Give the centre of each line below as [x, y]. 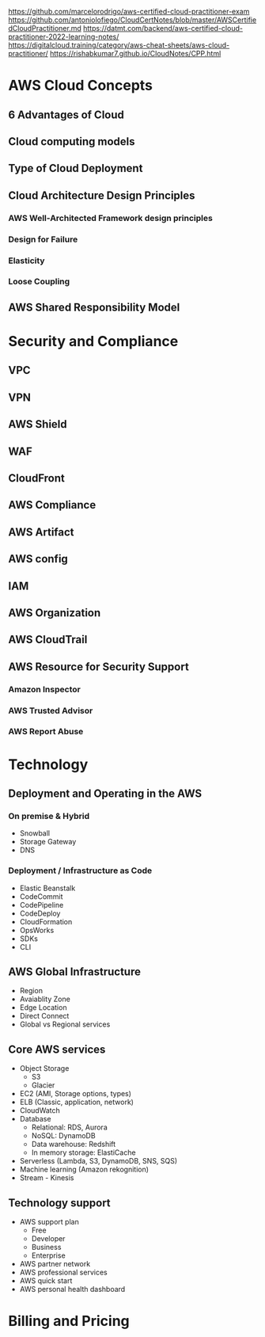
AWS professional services [64, 1272]
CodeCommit [41, 896]
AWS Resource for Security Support [99, 667]
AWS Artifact [41, 532]
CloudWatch [40, 1110]
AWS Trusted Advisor [51, 710]
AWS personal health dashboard [72, 1289]
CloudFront [37, 478]
